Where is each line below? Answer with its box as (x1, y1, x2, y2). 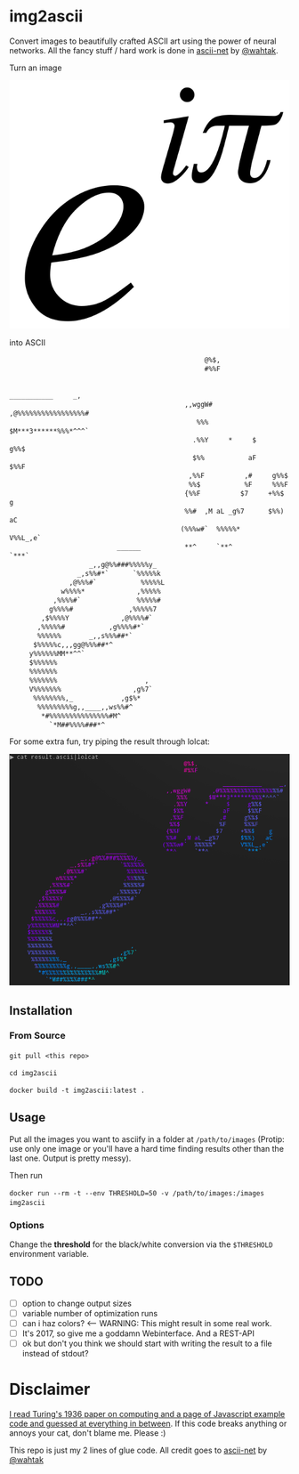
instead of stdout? (21, 1348, 89, 1359)
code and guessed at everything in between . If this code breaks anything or (9, 1418, 287, 1429)
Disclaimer (9, 1380, 91, 1399)
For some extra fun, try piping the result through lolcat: (9, 736, 211, 747)
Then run (9, 1170, 43, 1180)
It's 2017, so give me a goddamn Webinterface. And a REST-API (21, 1328, 255, 1339)
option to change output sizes (21, 1298, 132, 1308)
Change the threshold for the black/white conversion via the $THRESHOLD (9, 1239, 273, 1250)
